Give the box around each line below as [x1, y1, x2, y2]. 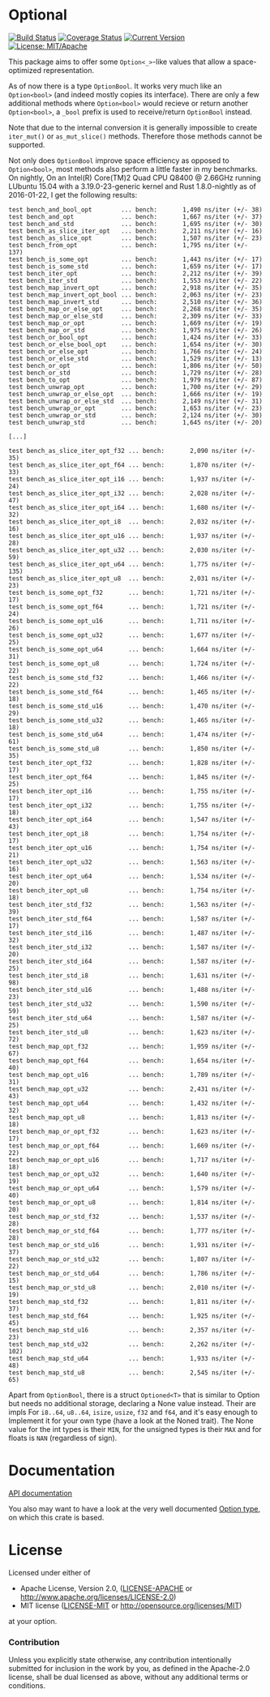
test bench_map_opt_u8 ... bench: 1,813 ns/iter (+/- [8, 1113, 255, 1122]
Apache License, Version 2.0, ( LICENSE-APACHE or [19, 1583, 193, 1593]
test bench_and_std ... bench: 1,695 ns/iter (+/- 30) [8, 220, 264, 228]
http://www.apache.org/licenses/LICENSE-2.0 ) [19, 1592, 177, 1601]
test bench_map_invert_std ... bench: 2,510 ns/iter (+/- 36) [8, 297, 264, 306]
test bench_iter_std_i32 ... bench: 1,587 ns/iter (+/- [8, 943, 255, 951]
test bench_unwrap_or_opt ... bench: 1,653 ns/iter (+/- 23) [8, 404, 264, 412]
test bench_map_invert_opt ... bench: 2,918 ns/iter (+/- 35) [8, 284, 264, 292]
